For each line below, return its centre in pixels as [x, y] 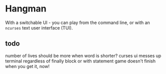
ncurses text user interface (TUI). [39, 27]
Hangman [26, 9]
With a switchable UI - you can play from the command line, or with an [77, 22]
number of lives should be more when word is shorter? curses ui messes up [83, 55]
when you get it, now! [27, 66]
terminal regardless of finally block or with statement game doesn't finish [80, 61]
